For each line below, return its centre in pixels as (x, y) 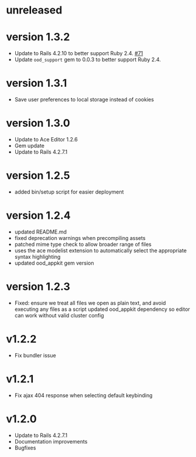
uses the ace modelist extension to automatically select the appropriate (101, 250)
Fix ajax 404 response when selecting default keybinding (84, 395)
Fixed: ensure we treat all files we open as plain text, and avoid (90, 303)
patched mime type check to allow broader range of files (83, 244)
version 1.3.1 (37, 83)
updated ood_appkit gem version (54, 263)
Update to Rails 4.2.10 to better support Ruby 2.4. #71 (79, 53)
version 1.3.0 (38, 123)
